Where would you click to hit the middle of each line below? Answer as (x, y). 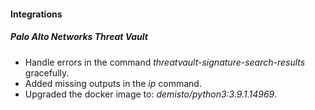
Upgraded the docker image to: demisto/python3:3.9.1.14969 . (151, 94)
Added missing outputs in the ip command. (113, 83)
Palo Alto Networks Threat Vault (79, 37)
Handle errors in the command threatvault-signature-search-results (165, 62)
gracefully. (47, 72)
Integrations (36, 14)
